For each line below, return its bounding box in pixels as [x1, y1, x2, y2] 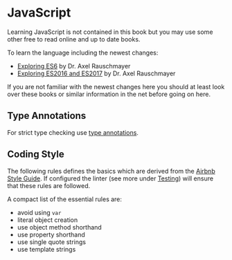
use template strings [17, 245, 76, 253]
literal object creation [17, 216, 78, 224]
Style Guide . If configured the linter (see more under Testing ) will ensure [7, 174, 213, 183]
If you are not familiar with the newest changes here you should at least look [7, 82, 225, 91]
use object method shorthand [17, 223, 102, 231]
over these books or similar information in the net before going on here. [7, 90, 211, 98]
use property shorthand [17, 230, 85, 239]
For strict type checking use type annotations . [7, 128, 139, 136]
